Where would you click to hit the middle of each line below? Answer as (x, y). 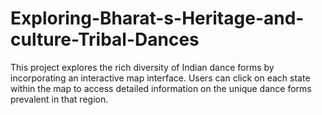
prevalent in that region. (59, 99)
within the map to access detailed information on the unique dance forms (161, 88)
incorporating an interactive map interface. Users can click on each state (160, 78)
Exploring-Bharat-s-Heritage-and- (157, 18)
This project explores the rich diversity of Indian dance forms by (142, 67)
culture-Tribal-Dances (105, 39)
